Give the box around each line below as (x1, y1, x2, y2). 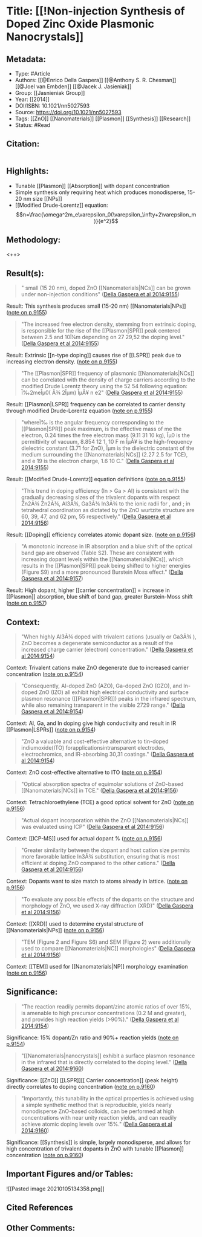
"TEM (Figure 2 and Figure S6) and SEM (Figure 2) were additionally (21, 938, 191, 946)
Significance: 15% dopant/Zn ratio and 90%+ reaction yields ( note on (6, 1034, 179, 1041)
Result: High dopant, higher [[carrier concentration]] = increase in (6, 586, 171, 594)
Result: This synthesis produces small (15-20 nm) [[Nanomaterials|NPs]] (6, 302, 186, 310)
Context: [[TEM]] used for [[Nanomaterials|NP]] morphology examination (6, 963, 188, 970)
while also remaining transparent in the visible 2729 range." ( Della (21, 701, 186, 709)
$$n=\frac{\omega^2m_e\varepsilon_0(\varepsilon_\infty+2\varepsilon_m (16, 210, 197, 218)
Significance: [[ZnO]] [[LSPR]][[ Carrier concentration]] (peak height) (6, 1076, 178, 1083)
